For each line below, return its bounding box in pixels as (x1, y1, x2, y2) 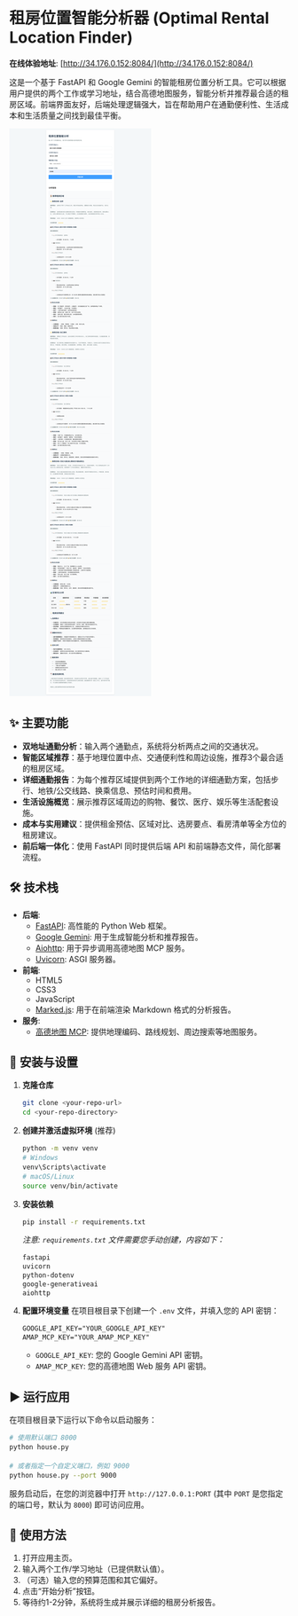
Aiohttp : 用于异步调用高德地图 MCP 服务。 (35, 942, 190, 953)
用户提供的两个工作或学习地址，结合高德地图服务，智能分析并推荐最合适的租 (9, 88, 289, 98)
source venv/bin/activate (21, 1181, 118, 1190)
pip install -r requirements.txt (21, 1217, 146, 1227)
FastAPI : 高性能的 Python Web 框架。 (35, 920, 171, 931)
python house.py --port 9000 (9, 1471, 117, 1479)
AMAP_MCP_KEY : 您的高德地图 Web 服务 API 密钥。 (35, 1361, 211, 1371)
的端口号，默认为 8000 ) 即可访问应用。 (9, 1499, 149, 1510)
